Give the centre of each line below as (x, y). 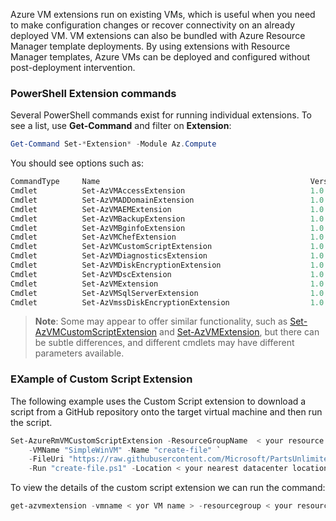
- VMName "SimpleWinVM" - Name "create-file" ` (125, 450)
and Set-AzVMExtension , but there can (239, 332)
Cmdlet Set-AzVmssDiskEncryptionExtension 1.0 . (169, 302)
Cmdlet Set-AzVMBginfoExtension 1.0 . (169, 228)
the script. (31, 422)
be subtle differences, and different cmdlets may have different (164, 343)
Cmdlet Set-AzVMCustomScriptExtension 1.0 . (169, 247)
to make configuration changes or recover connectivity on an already (153, 25)
